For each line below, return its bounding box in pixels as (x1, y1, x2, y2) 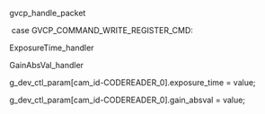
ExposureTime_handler (9, 42, 94, 53)
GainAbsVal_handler (9, 60, 84, 70)
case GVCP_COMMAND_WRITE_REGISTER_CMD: (11, 25, 193, 35)
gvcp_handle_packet (9, 8, 86, 18)
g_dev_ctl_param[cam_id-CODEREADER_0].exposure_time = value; (9, 77, 256, 88)
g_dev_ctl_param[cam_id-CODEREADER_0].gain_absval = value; (9, 94, 245, 105)
